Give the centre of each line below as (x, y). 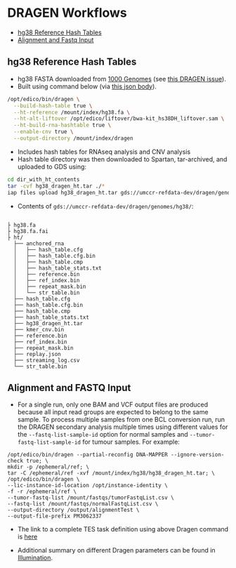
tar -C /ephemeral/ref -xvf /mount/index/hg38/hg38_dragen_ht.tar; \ (111, 473)
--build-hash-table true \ (53, 106)
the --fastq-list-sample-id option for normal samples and (103, 435)
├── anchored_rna (39, 244)
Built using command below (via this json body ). (87, 86)
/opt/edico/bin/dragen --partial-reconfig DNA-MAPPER (88, 455)
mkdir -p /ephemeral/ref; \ (48, 467)
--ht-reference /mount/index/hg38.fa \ (72, 112)
